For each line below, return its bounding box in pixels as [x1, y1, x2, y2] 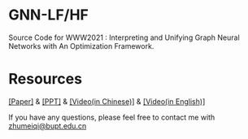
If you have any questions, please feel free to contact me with [8, 112, 215, 122]
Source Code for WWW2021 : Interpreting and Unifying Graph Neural [8, 33, 240, 42]
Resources [8, 70, 83, 89]
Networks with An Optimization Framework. [8, 41, 154, 50]
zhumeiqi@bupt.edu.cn [8, 120, 87, 131]
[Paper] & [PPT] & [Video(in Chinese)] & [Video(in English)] [8, 96, 206, 106]
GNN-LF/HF [8, 6, 89, 24]
